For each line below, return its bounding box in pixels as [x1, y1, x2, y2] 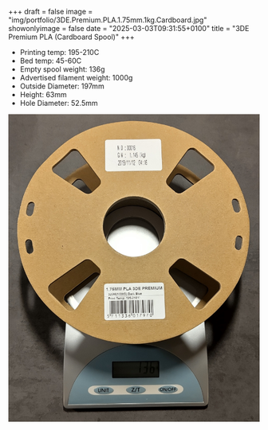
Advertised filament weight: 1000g [19, 73, 133, 82]
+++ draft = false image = [8, 7, 93, 16]
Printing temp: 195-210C [19, 48, 100, 57]
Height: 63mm [19, 90, 68, 99]
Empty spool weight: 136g [19, 64, 105, 74]
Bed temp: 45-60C [19, 56, 82, 65]
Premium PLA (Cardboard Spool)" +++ [8, 32, 136, 41]
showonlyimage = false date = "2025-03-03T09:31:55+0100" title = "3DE [8, 24, 250, 33]
